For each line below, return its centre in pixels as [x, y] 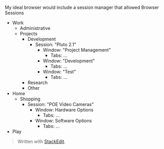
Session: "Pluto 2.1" [56, 45]
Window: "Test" [59, 72]
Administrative [35, 28]
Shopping [30, 99]
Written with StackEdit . [42, 141]
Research [38, 82]
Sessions [14, 13]
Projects [29, 34]
